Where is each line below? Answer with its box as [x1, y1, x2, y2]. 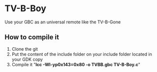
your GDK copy [11, 56, 43, 62]
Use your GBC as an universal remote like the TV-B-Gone [4, 19, 121, 25]
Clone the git [11, 46, 38, 52]
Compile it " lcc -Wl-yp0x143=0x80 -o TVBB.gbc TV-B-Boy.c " [11, 61, 141, 67]
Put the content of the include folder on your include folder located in [11, 51, 152, 57]
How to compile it [4, 33, 60, 41]
